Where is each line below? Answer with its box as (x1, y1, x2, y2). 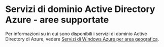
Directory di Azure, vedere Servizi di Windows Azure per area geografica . (5, 36, 159, 42)
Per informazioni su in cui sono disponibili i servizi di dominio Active (5, 30, 147, 36)
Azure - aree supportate (5, 14, 109, 25)
